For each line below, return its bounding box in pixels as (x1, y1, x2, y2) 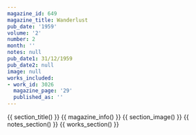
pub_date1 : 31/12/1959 (7, 55, 73, 62)
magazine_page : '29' (13, 87, 73, 94)
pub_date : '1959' (7, 23, 57, 30)
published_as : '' (13, 94, 64, 101)
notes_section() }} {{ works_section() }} (7, 120, 119, 128)
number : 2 (7, 36, 36, 43)
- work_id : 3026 (7, 81, 54, 88)
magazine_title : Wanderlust (7, 17, 89, 24)
